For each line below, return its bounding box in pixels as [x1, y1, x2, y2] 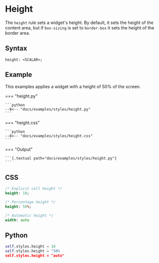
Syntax [5, 44, 27, 52]
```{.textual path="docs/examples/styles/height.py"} [5, 156, 117, 161]
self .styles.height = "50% [5, 249, 60, 254]
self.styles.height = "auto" [5, 253, 65, 258]
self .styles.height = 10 [5, 244, 56, 249]
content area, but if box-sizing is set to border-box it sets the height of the [5, 24, 155, 30]
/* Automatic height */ [5, 213, 54, 218]
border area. [5, 30, 30, 36]
